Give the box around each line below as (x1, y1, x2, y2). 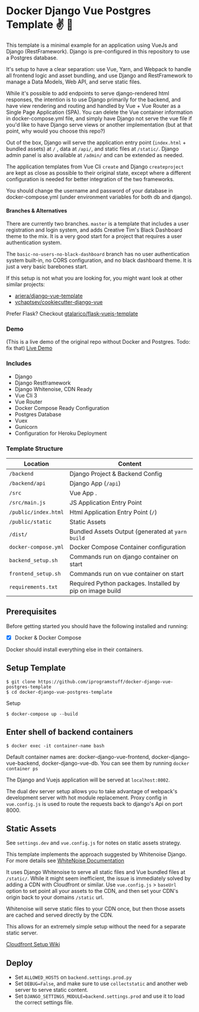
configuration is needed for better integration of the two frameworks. (6, 175, 175, 182)
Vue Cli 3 (14, 392, 37, 399)
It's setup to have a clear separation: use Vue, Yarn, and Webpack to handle (6, 65, 191, 72)
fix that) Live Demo (6, 345, 53, 352)
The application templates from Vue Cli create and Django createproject (6, 163, 184, 170)
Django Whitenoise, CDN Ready (14, 385, 93, 392)
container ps (6, 766, 38, 771)
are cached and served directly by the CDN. (6, 911, 114, 919)
